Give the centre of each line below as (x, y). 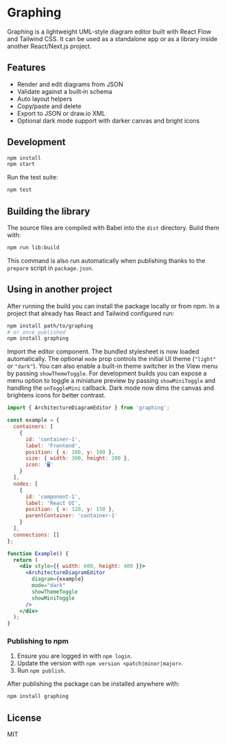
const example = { (33, 420)
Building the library (49, 211)
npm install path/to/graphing (50, 326)
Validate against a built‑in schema (65, 91)
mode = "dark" (49, 586)
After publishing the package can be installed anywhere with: (93, 684)
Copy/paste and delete (49, 106)
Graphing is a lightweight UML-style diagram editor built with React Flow (109, 32)
